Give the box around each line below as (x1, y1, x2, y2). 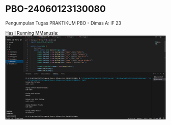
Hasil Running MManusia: (5, 30, 59, 36)
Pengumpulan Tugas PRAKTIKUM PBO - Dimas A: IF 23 (5, 20, 121, 26)
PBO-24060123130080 (5, 3, 106, 15)
